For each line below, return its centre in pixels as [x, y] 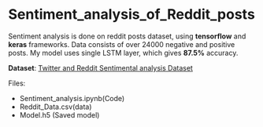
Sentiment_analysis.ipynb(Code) [72, 98]
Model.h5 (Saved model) [59, 114]
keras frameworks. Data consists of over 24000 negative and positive [122, 44]
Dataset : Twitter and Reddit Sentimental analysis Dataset [100, 67]
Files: [17, 83]
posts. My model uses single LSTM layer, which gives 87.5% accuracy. [123, 53]
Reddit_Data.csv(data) [56, 107]
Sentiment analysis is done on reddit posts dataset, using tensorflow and [127, 36]
